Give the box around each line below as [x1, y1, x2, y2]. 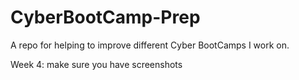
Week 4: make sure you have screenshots [10, 58, 183, 70]
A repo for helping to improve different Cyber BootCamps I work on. [10, 39, 290, 51]
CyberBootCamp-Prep [10, 6, 201, 29]
